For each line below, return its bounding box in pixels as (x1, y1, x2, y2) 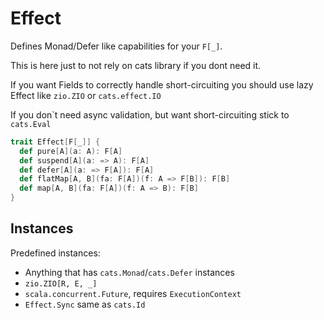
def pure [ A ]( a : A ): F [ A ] (19, 146, 123, 156)
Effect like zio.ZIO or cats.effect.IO (10, 89, 162, 101)
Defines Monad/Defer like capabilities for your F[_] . (10, 40, 223, 52)
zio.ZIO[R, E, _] (24, 278, 98, 289)
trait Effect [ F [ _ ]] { (10, 137, 101, 147)
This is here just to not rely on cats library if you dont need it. (10, 59, 262, 71)
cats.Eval (10, 119, 52, 129)
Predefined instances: (10, 247, 101, 259)
